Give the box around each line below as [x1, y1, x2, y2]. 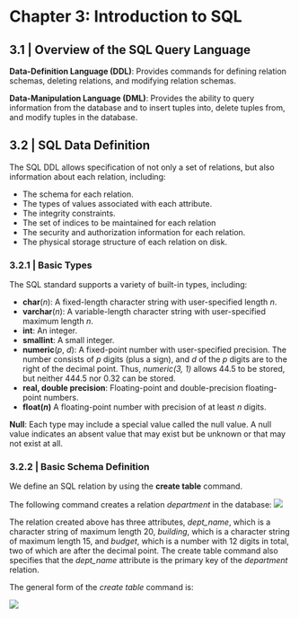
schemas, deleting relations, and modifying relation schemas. [9, 75, 236, 86]
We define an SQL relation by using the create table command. [9, 481, 243, 491]
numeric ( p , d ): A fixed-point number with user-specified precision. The [22, 344, 287, 356]
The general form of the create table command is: [9, 582, 194, 593]
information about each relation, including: [9, 171, 166, 181]
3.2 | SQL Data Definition [9, 137, 151, 154]
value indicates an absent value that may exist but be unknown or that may [9, 428, 286, 439]
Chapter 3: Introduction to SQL [9, 6, 242, 27]
